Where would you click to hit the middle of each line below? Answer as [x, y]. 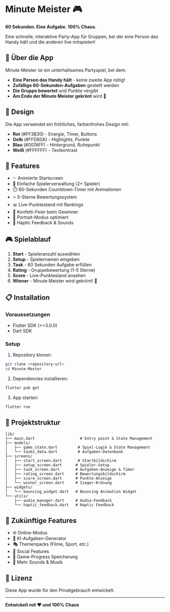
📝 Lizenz [19, 578]
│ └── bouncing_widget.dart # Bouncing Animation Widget [71, 492]
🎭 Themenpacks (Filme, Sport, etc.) [51, 544]
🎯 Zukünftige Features [41, 521]
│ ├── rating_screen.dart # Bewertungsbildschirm [65, 474]
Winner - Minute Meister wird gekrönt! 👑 [55, 281]
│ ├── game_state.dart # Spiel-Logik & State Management [78, 447]
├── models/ [18, 443]
